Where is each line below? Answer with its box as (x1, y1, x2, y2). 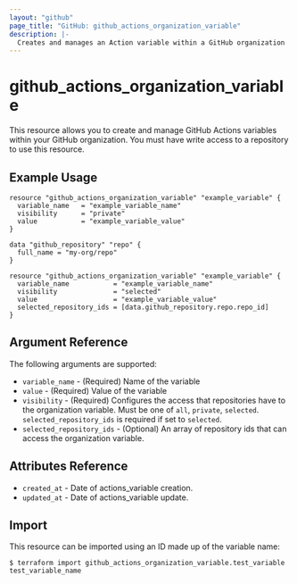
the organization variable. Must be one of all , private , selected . (21, 404, 260, 415)
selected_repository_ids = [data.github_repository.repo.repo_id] (17, 303, 269, 312)
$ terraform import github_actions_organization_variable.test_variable (9, 559, 285, 568)
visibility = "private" (17, 209, 126, 218)
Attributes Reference (9, 459, 128, 474)
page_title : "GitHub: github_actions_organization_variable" (9, 21, 242, 30)
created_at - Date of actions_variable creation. (21, 482, 194, 493)
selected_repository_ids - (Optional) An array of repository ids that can (21, 423, 287, 434)
